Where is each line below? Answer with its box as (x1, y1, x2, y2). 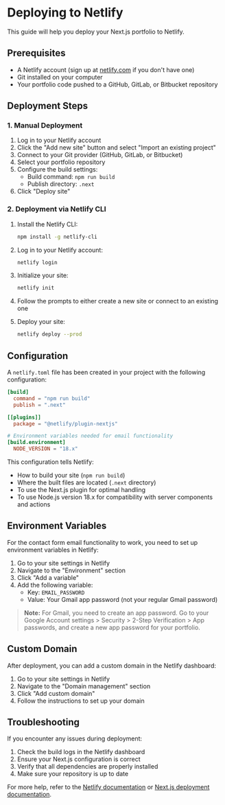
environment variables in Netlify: (7, 546, 99, 554)
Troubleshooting (7, 716, 80, 728)
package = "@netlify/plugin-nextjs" (13, 420, 118, 427)
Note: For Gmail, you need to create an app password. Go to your (23, 609, 209, 617)
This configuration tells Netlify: (7, 458, 94, 466)
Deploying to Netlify (7, 5, 123, 21)
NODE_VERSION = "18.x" (13, 445, 78, 452)
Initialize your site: (16, 271, 69, 279)
